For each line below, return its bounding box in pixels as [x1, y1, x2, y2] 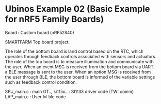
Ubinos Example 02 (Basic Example [5, 3, 150, 15]
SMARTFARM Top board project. [5, 39, 70, 45]
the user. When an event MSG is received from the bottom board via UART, [5, 64, 155, 70]
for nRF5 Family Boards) [5, 14, 104, 25]
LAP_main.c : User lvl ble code [5, 93, 66, 100]
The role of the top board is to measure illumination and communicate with [5, 59, 154, 64]
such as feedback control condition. [5, 79, 77, 85]
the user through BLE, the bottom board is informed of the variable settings [5, 74, 155, 80]
